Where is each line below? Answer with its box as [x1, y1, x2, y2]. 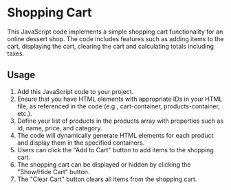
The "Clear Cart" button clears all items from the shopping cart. [16, 175, 197, 183]
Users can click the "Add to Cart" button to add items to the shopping [16, 145, 214, 154]
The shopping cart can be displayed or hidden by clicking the [16, 160, 191, 169]
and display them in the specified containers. [16, 139, 145, 147]
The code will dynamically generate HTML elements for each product [16, 131, 214, 139]
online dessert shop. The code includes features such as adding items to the [7, 34, 224, 43]
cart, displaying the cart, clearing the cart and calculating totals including [7, 42, 214, 50]
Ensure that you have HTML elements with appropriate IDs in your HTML [16, 95, 223, 103]
